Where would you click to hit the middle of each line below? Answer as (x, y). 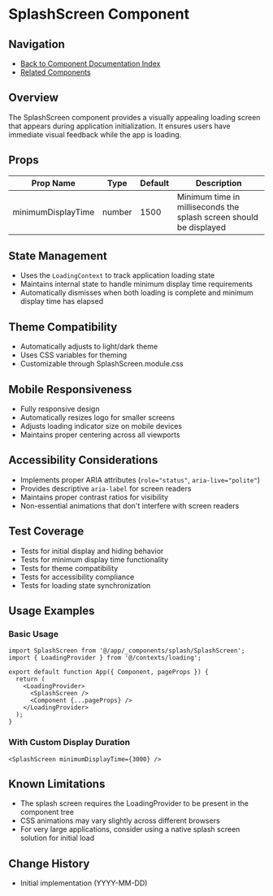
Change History (49, 863)
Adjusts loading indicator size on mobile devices (101, 426)
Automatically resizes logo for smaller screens (97, 418)
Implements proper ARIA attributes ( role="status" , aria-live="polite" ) (140, 479)
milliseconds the (208, 206)
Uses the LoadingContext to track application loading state (117, 275)
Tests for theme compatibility (69, 568)
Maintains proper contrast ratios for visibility (94, 497)
